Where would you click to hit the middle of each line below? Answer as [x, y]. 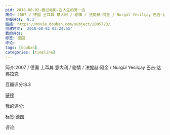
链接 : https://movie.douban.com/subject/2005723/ [58, 24]
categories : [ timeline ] [30, 52]
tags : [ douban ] [21, 48]
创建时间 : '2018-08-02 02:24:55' [39, 29]
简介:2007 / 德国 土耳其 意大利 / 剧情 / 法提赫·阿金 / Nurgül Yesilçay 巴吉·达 [83, 67]
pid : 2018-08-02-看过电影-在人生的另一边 [45, 10]
